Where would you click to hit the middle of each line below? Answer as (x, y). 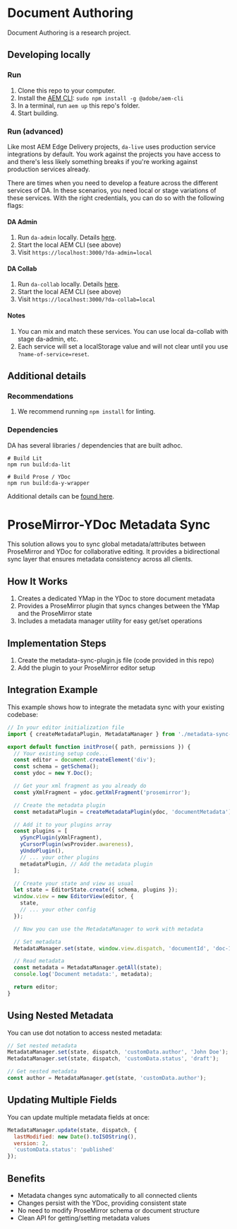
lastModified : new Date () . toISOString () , (75, 1136)
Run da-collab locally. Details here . (68, 284)
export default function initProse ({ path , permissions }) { (99, 747)
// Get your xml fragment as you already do (80, 786)
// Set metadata (37, 942)
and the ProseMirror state (55, 614)
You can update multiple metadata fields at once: (79, 1117)
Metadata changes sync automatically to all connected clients (107, 1195)
